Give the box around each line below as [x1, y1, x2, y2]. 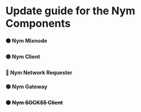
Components [5, 17, 71, 30]
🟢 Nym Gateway [5, 83, 48, 90]
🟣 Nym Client [5, 53, 40, 60]
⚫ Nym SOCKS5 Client [5, 99, 63, 106]
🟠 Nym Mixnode [5, 37, 48, 44]
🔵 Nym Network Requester [5, 69, 73, 76]
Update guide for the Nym [5, 4, 136, 18]
